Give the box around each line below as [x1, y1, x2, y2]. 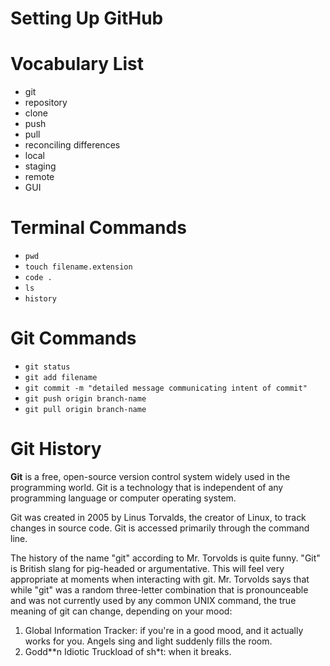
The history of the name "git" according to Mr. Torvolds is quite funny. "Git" [10, 552, 321, 564]
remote [24, 171, 55, 183]
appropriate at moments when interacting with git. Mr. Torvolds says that [10, 573, 310, 585]
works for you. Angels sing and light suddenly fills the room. [24, 635, 273, 647]
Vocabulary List [10, 53, 144, 76]
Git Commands [10, 327, 137, 350]
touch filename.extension [24, 262, 133, 272]
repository [24, 97, 68, 109]
